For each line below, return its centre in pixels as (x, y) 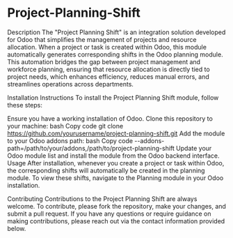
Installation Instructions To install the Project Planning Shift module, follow (113, 97)
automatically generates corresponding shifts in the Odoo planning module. (115, 54)
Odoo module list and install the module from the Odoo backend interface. (114, 156)
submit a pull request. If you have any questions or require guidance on (109, 214)
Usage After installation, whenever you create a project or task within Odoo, (116, 163)
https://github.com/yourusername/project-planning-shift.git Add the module (116, 133)
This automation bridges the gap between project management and (104, 61)
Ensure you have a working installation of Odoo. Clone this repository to (110, 118)
